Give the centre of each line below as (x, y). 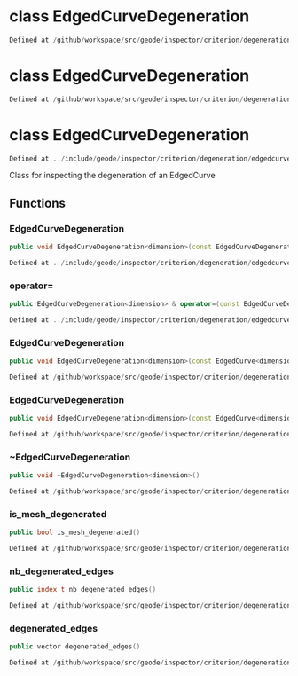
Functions (38, 203)
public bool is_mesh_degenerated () (75, 533)
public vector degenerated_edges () (75, 647)
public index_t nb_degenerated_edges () (83, 590)
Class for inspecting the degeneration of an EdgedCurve (112, 176)
